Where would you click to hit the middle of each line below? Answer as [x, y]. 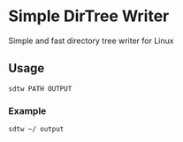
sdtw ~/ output [36, 130]
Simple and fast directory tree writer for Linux [91, 41]
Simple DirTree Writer [89, 16]
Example [27, 110]
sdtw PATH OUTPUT [40, 89]
